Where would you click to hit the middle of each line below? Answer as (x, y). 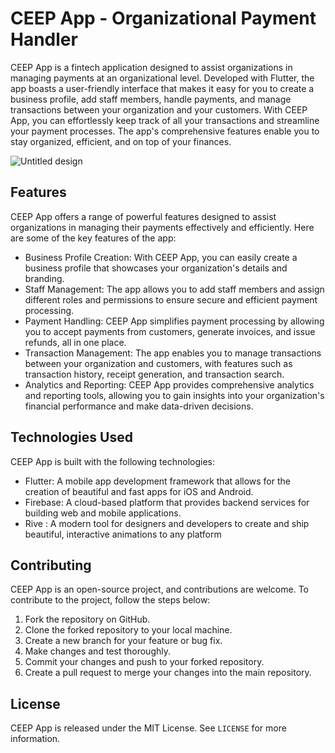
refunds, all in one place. (75, 342)
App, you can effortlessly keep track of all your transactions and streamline (165, 120)
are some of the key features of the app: (93, 238)
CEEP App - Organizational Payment (163, 18)
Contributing (51, 565)
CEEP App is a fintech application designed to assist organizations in (151, 67)
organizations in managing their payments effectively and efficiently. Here (162, 227)
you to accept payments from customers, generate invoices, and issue (170, 331)
